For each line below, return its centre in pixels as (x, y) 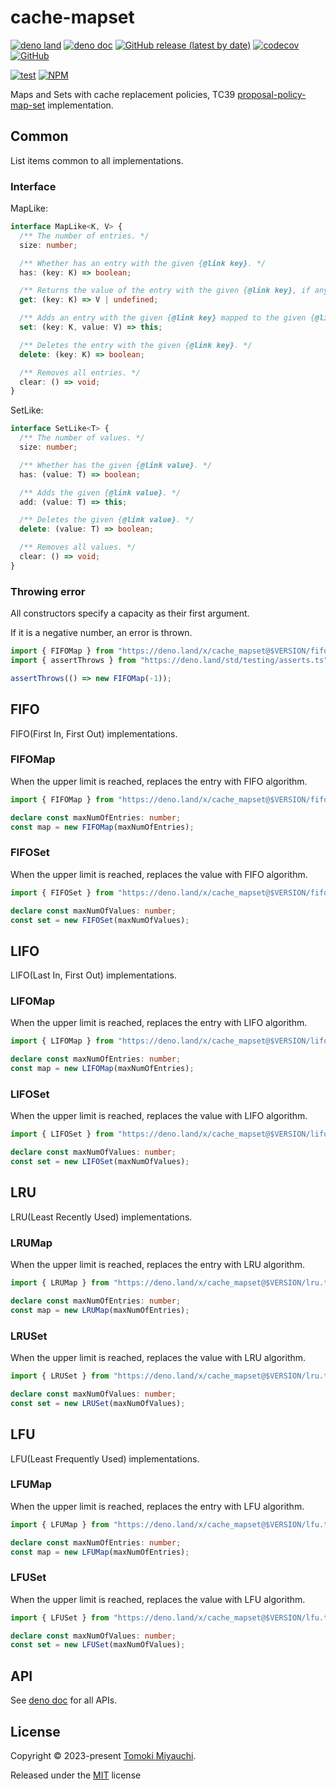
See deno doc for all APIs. (64, 1700)
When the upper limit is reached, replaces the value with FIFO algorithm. (159, 874)
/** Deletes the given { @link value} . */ (107, 520)
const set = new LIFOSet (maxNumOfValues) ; (100, 1162)
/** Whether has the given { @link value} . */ (116, 465)
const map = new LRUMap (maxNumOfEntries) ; (100, 1310)
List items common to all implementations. (97, 160)
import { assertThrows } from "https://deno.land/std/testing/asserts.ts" (169, 660)
